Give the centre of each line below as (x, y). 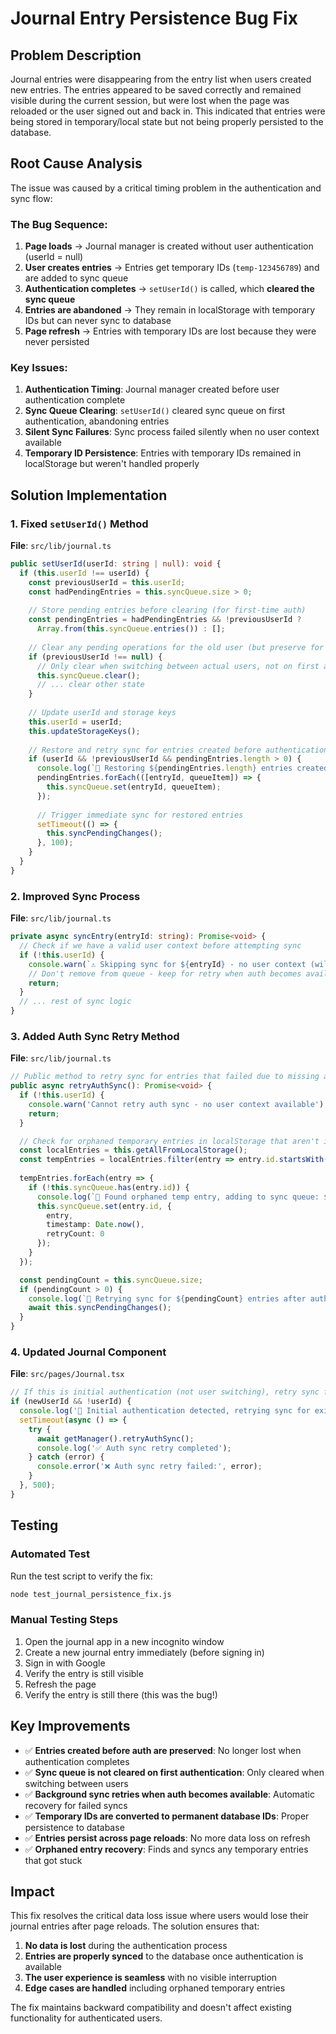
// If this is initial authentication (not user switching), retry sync (165, 1392)
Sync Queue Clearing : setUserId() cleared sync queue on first (155, 411)
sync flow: (31, 198)
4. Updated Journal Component (88, 1352)
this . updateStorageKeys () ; (84, 731)
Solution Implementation (89, 495)
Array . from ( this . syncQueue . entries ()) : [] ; (131, 629)
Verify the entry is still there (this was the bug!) (121, 1694)
